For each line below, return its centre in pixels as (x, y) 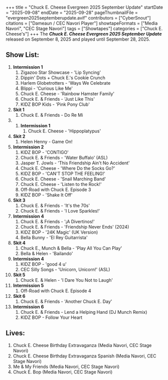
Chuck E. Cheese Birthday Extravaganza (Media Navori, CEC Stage (82, 345)
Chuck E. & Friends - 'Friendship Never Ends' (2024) (75, 227)
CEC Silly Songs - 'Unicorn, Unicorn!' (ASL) (65, 269)
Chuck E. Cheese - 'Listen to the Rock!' (61, 184)
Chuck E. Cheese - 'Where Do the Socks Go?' (68, 168)
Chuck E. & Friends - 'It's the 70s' (55, 206)
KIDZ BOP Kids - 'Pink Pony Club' (55, 104)
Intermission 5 (28, 285)
